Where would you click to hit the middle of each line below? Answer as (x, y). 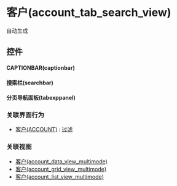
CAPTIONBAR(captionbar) (41, 67)
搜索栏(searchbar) (30, 83)
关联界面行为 (26, 115)
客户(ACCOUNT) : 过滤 (44, 130)
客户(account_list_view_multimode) (60, 177)
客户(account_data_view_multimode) (61, 161)
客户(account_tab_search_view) (89, 13)
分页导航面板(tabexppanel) (41, 98)
